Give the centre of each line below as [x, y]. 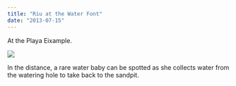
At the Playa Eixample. [40, 40]
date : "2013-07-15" [36, 20]
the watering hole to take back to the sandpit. [73, 75]
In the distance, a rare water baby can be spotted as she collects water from [118, 67]
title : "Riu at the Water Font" [55, 14]
